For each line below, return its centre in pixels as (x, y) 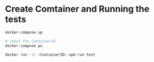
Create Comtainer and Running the (77, 9)
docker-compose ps (24, 46)
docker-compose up (24, 32)
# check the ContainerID (30, 41)
